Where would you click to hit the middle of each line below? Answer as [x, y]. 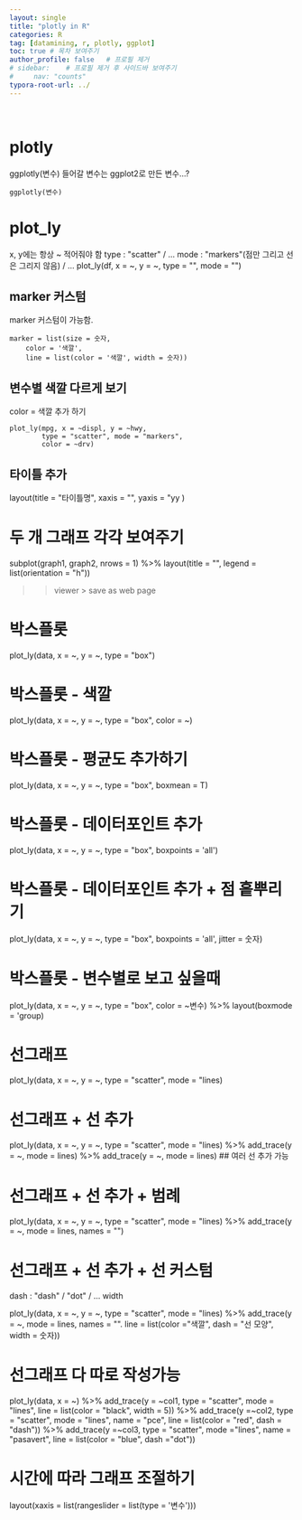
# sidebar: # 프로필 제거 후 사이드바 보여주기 [93, 69]
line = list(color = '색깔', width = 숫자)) [106, 358]
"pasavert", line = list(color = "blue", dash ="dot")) [102, 1440]
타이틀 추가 [38, 474]
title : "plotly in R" [50, 26]
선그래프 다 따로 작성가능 [95, 1375]
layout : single [38, 18]
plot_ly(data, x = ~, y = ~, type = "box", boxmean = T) [109, 785]
